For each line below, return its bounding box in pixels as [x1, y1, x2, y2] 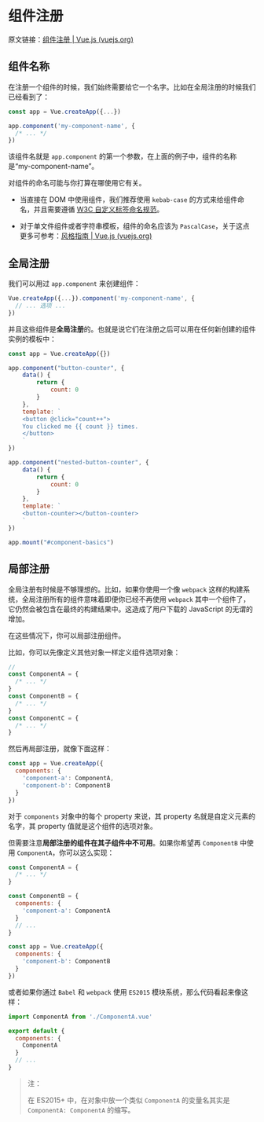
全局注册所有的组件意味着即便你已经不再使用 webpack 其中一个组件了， [21, 594, 250, 603]
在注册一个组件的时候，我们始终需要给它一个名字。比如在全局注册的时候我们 [8, 82, 256, 91]
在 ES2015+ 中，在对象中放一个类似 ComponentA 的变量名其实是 [27, 1095, 230, 1105]
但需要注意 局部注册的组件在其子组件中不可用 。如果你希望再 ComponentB [8, 838, 238, 847]
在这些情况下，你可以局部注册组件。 [8, 630, 126, 640]
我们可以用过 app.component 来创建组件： [8, 279, 141, 288]
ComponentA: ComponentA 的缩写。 [27, 1105, 135, 1114]
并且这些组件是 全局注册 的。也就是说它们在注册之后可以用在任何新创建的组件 [8, 324, 256, 334]
